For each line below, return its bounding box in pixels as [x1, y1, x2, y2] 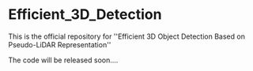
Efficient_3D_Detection [8, 6, 162, 24]
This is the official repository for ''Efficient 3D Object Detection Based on [8, 32, 245, 41]
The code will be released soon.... [8, 55, 119, 65]
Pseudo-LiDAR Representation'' [8, 39, 111, 49]
